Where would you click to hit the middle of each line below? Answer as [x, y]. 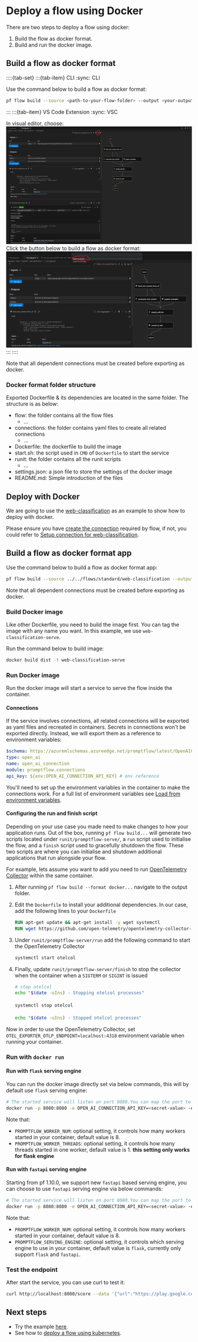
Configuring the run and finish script [52, 813]
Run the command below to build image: [55, 649]
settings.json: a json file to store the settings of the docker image [93, 472]
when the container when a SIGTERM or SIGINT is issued [81, 975]
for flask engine [34, 1156]
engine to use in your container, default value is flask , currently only [98, 1248]
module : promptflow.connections [46, 770]
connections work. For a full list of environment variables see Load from [93, 794]
